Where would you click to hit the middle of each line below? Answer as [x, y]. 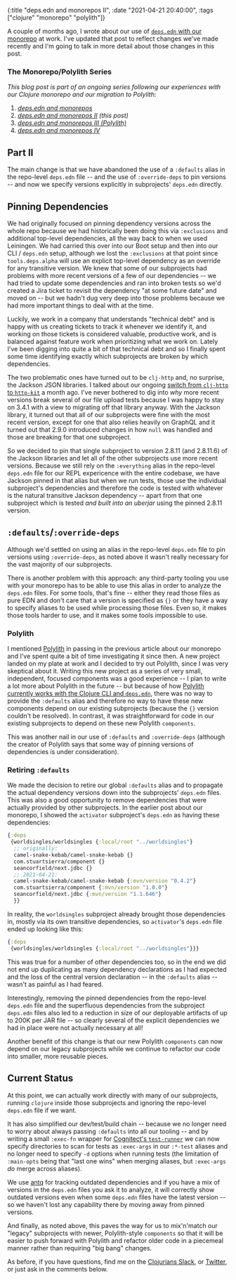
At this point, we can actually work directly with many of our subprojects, [113, 1095]
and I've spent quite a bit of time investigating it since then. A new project [113, 657]
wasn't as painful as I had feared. [55, 984]
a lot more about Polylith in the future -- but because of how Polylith [106, 686]
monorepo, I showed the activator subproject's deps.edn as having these [113, 815]
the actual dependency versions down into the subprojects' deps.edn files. [114, 793]
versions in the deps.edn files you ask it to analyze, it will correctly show [111, 1189]
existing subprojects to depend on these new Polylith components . [101, 723]
